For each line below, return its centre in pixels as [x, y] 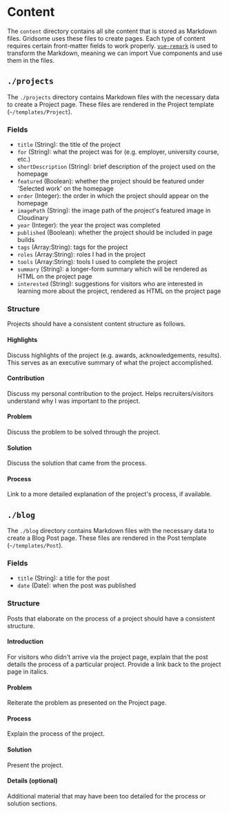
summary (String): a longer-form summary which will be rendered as [112, 269]
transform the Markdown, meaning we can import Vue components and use [115, 53]
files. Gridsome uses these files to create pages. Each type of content [106, 38]
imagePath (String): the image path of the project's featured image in [114, 210]
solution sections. [32, 803]
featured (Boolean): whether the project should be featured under [111, 181]
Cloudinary [33, 218]
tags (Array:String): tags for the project [72, 247]
